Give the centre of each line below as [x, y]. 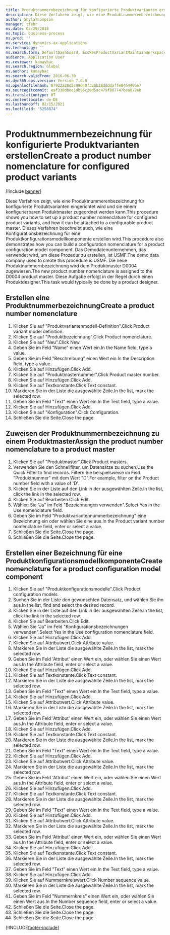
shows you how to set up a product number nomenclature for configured [81, 217]
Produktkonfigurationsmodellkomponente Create [84, 561]
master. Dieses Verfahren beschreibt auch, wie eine [59, 228]
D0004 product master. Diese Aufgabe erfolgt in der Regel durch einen [79, 276]
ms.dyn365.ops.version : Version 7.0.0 [46, 81]
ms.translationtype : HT [31, 95]
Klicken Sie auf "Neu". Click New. [47, 342]
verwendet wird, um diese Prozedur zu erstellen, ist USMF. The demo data [82, 255]
